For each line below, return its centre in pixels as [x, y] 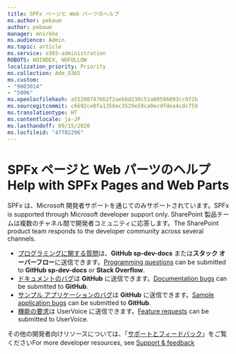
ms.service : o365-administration [57, 54]
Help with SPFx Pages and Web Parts [118, 185]
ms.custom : [23, 80]
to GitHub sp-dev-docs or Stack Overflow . [81, 270]
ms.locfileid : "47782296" [45, 132]
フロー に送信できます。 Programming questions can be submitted [131, 262]
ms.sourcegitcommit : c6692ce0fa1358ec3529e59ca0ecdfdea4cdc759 [103, 106]
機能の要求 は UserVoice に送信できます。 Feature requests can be [113, 312]
